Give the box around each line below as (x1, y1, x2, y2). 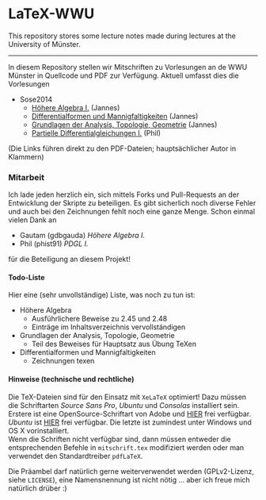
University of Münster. (8, 39, 81, 48)
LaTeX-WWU (8, 5, 95, 23)
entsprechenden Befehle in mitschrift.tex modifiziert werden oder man (8, 442, 245, 452)
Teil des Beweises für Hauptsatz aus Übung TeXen (31, 339, 196, 349)
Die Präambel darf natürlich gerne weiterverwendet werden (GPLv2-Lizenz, (8, 466, 255, 476)
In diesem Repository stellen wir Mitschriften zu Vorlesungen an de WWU (8, 62, 248, 71)
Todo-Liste (8, 272, 45, 282)
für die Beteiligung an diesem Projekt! (8, 255, 131, 264)
